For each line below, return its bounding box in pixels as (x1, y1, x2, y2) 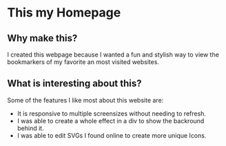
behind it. (17, 124, 44, 132)
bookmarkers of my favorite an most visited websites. (7, 58, 160, 66)
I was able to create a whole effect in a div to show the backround (17, 116, 205, 125)
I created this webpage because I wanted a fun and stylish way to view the (7, 50, 219, 59)
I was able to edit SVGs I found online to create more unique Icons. (17, 131, 207, 139)
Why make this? (7, 32, 78, 44)
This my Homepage (7, 5, 121, 21)
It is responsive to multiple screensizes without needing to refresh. (17, 109, 207, 118)
